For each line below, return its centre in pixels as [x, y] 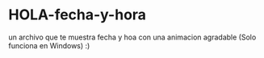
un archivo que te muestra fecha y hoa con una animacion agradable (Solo [132, 37]
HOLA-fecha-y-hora [78, 15]
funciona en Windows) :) [49, 45]
